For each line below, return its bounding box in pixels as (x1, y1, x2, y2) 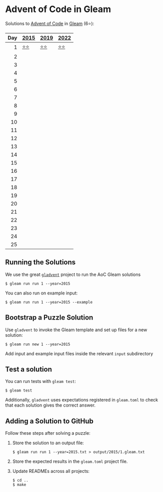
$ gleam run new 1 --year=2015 (5, 342, 70, 347)
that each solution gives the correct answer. (5, 402, 96, 408)
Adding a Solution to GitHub (5, 417, 94, 425)
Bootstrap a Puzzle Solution (5, 313, 93, 322)
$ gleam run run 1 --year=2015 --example (5, 300, 93, 305)
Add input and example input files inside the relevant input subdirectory (5, 350, 153, 356)
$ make (12, 482, 26, 487)
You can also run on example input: (5, 290, 78, 296)
